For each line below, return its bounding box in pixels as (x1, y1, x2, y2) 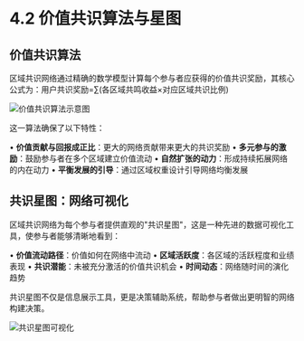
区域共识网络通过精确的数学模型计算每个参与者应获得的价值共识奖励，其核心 (9, 73, 295, 83)
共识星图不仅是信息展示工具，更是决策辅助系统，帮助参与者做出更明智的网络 (9, 291, 295, 302)
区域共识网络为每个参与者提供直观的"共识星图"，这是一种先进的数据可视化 (9, 219, 287, 230)
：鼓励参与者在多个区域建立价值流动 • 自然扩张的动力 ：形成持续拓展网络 (17, 153, 288, 164)
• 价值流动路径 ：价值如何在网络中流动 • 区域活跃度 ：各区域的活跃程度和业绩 (9, 250, 295, 260)
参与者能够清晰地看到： (33, 230, 120, 241)
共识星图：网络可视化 (9, 194, 128, 209)
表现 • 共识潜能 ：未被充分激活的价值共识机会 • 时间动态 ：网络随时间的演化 (9, 260, 290, 271)
